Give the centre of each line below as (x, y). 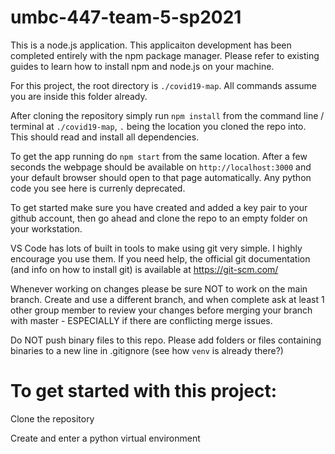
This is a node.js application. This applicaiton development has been (151, 45)
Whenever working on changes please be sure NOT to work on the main (159, 288)
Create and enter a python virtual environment (105, 438)
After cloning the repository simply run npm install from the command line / (167, 115)
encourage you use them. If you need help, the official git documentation (160, 258)
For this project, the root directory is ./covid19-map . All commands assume (164, 85)
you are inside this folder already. (79, 96)
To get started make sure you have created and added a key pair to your (159, 207)
